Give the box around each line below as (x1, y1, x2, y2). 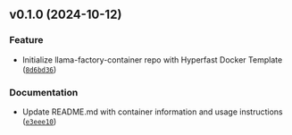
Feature (9, 34, 44, 46)
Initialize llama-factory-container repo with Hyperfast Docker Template (21, 54, 283, 65)
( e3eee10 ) (21, 115, 57, 126)
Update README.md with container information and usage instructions (21, 106, 283, 117)
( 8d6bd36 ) (21, 63, 57, 74)
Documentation (9, 86, 79, 98)
